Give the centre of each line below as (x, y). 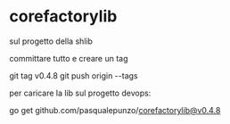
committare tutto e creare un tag (69, 58)
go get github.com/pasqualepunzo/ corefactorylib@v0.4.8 (115, 110)
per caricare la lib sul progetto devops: (80, 93)
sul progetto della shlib (51, 41)
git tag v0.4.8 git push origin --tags (74, 75)
